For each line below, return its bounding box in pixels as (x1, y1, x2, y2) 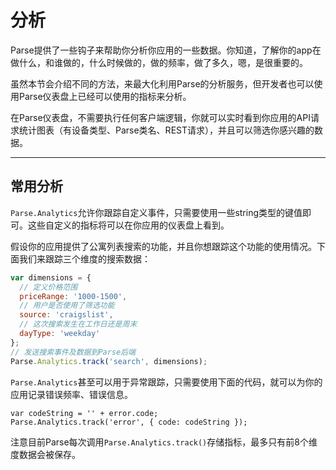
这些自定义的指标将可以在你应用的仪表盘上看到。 (27, 219, 230, 231)
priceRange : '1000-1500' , (19, 291, 128, 301)
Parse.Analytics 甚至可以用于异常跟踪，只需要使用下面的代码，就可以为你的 (10, 376, 323, 388)
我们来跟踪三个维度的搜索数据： (18, 252, 151, 265)
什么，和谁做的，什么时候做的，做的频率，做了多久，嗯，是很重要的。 (18, 56, 308, 68)
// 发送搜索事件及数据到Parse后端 (10, 347, 136, 357)
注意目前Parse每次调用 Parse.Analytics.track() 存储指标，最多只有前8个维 (10, 436, 318, 448)
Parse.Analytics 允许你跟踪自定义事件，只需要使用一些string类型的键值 (10, 206, 303, 218)
